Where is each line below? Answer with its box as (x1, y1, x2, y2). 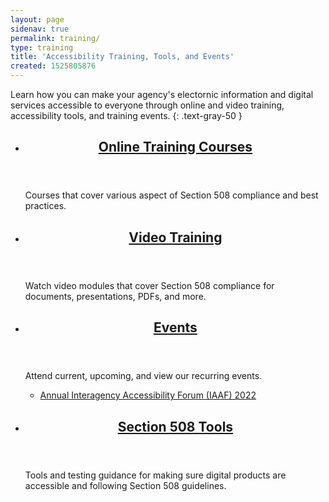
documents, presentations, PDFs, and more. (24, 290, 207, 302)
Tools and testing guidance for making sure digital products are (24, 469, 287, 481)
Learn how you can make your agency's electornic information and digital (10, 89, 314, 100)
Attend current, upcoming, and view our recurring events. (24, 370, 263, 382)
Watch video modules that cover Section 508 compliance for (24, 279, 275, 291)
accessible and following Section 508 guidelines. (24, 479, 227, 491)
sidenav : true (10, 24, 70, 34)
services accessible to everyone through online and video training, (10, 99, 285, 111)
